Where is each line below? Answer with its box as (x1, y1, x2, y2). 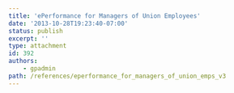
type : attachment (8, 42, 67, 50)
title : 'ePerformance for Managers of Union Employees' (8, 11, 201, 20)
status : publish (8, 27, 63, 35)
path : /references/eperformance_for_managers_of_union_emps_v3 (8, 72, 227, 80)
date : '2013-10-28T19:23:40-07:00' (8, 19, 129, 27)
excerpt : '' (8, 34, 49, 43)
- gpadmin (23, 65, 57, 73)
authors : (8, 57, 38, 66)
